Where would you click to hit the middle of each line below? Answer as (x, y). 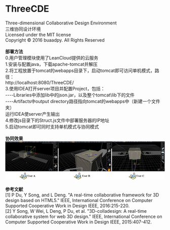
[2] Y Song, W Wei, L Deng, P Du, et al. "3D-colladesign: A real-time (76, 211)
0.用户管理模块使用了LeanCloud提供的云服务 (52, 58)
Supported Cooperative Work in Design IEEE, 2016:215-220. (68, 206)
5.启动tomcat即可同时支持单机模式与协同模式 (52, 126)
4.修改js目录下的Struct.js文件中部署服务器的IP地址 (57, 120)
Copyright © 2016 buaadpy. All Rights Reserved (55, 40)
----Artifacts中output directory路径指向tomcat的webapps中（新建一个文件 (83, 101)
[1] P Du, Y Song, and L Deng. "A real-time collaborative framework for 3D (82, 195)
